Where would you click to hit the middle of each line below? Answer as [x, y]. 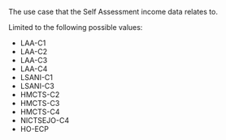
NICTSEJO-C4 [45, 120]
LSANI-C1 [37, 77]
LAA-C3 [34, 60]
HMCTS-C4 [40, 112]
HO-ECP [34, 129]
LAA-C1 [33, 43]
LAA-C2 [33, 51]
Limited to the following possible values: [76, 27]
